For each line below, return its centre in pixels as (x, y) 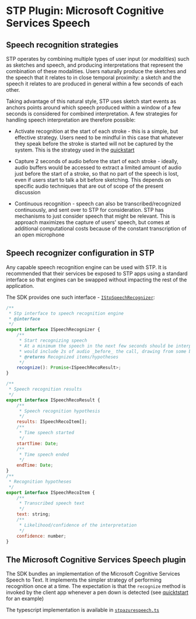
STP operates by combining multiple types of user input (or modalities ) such (98, 59)
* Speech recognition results (45, 389)
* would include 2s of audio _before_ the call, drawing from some (103, 351)
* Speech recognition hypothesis (60, 411)
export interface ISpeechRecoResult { (53, 400)
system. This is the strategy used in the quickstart (74, 150)
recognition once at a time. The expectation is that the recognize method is (96, 586)
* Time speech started (47, 433)
